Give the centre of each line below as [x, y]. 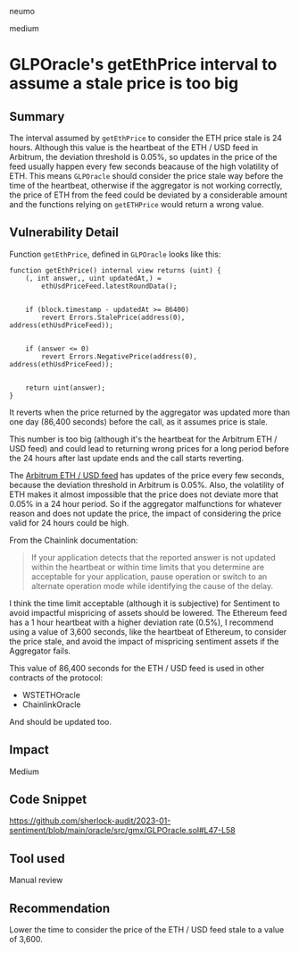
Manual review [36, 880]
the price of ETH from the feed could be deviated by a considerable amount [148, 195]
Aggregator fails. [40, 651]
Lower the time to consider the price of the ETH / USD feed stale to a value [147, 930]
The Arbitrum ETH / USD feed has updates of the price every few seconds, [147, 475]
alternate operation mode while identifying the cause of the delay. [152, 586]
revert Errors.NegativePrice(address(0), [120, 356]
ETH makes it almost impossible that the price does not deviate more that [144, 494]
